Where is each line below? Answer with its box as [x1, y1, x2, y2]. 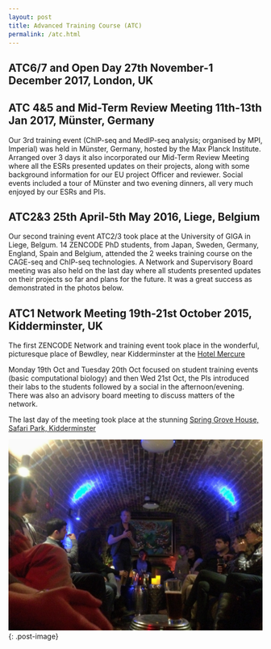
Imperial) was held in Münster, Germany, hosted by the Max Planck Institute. [8, 144, 261, 154]
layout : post [8, 13, 52, 21]
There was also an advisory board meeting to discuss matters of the [8, 390, 236, 400]
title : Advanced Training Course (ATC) [8, 21, 143, 30]
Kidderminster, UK [8, 319, 103, 333]
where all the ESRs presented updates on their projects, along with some [8, 161, 250, 171]
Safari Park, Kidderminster [8, 424, 97, 433]
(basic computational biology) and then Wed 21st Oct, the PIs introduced [8, 373, 250, 383]
